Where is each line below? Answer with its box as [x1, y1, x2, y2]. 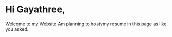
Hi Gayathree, [5, 4, 65, 15]
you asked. [5, 26, 29, 32]
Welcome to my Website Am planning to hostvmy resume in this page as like [5, 21, 167, 27]
